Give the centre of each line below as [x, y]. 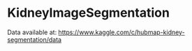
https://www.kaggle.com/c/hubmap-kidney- [121, 32]
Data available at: [32, 32]
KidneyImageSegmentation [88, 13]
